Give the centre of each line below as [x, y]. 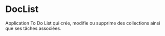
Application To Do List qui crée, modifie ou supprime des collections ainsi [83, 23]
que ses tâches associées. [33, 28]
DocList [22, 9]
